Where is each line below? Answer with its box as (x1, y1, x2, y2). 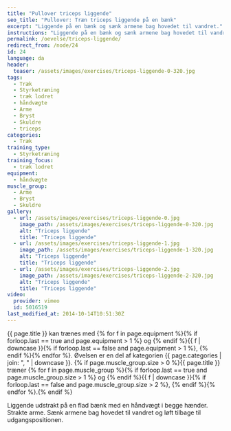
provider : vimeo (13, 298, 60, 305)
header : (7, 61, 30, 68)
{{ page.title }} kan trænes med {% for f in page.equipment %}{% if (7, 329, 198, 338)
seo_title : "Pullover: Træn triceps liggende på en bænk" (7, 16, 177, 23)
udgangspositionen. (7, 415, 64, 423)
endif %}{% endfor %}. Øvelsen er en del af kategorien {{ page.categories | (7, 351, 222, 360)
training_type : (7, 144, 51, 151)
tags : (7, 74, 23, 81)
